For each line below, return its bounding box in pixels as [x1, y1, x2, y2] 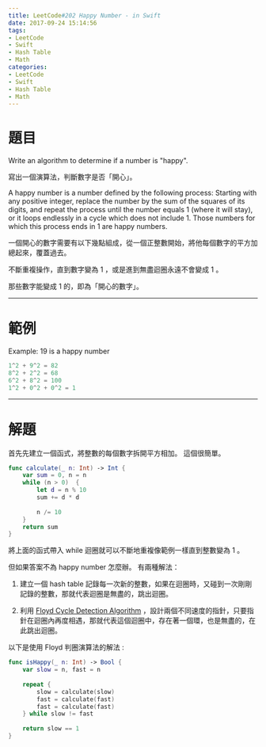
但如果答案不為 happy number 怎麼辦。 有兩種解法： [8, 562, 180, 572]
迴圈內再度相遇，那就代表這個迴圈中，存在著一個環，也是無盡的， [33, 616, 249, 626]
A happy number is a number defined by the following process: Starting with [8, 188, 257, 198]
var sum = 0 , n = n [22, 471, 87, 479]
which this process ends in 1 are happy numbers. [8, 222, 168, 231]
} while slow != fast [22, 710, 93, 718]
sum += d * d [36, 494, 80, 501]
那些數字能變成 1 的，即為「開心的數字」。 [8, 282, 144, 292]
